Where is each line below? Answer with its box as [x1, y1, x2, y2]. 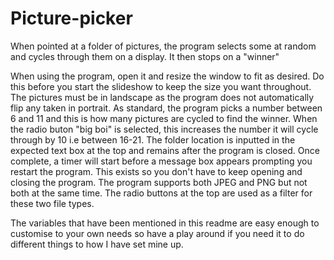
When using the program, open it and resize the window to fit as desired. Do [10, 70, 325, 82]
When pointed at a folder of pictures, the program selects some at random [10, 40, 317, 52]
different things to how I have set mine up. [10, 238, 184, 250]
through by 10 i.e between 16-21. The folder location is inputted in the [10, 133, 296, 146]
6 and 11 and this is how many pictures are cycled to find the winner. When [10, 112, 318, 124]
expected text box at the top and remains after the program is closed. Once [10, 144, 320, 156]
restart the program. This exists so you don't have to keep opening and [10, 165, 303, 177]
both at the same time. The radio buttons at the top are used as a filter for [10, 187, 313, 199]
